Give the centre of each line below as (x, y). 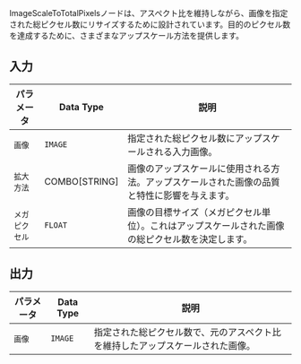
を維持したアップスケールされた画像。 (174, 345)
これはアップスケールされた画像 (217, 225)
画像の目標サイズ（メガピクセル (195, 212)
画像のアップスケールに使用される (199, 169)
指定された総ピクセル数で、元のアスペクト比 (188, 332)
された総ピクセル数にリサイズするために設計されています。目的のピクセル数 (150, 24)
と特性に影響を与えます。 (181, 195)
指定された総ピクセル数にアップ (195, 138)
